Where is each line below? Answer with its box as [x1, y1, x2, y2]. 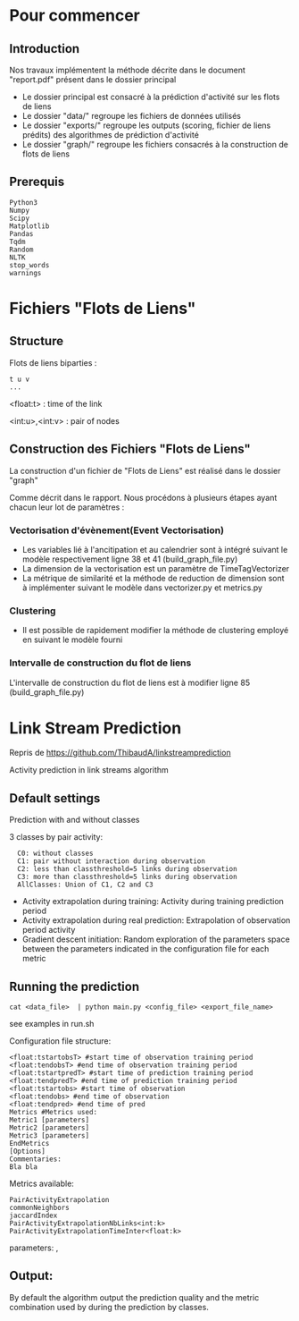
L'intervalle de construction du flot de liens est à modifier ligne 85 [9, 677, 251, 688]
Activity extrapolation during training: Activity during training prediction [21, 896, 284, 907]
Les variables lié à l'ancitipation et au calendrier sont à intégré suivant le [21, 544, 288, 555]
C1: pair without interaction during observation [17, 857, 205, 866]
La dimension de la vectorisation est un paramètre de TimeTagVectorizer [21, 563, 290, 573]
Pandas [9, 229, 34, 238]
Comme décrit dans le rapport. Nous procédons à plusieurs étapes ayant [9, 492, 278, 503]
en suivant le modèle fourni [21, 634, 123, 645]
